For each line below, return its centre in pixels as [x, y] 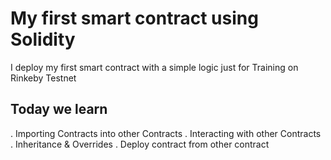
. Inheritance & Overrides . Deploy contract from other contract [140, 144]
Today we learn [59, 109]
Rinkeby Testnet [43, 78]
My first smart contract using [134, 18]
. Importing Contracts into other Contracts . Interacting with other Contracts [166, 133]
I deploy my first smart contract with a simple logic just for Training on [154, 67]
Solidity [43, 39]
